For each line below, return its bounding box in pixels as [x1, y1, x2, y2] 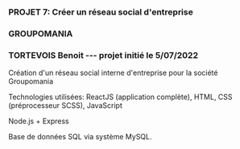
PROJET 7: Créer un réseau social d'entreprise [8, 6, 193, 18]
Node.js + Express [8, 116, 70, 126]
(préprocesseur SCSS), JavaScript [8, 101, 122, 110]
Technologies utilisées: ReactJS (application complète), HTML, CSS [8, 92, 233, 102]
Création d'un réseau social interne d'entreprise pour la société [8, 68, 218, 78]
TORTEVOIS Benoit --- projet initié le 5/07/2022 [8, 49, 199, 60]
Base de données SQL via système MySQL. [8, 132, 152, 142]
